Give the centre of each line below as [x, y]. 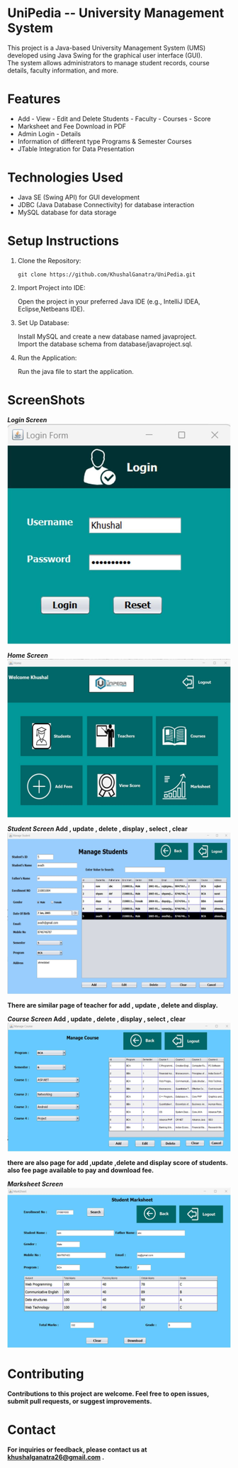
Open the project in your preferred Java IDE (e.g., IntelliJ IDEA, [109, 301]
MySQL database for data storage [67, 212]
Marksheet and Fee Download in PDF [72, 126]
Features [34, 99]
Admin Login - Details [49, 133]
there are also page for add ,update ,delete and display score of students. [118, 1162]
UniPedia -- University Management [116, 13]
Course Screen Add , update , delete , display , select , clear [97, 1019]
